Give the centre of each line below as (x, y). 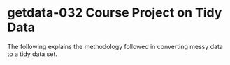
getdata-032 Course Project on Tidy (115, 13)
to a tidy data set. (33, 54)
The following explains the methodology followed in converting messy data (115, 46)
